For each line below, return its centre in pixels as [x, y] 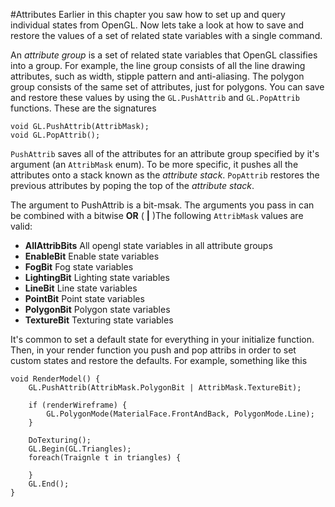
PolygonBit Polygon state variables [97, 309]
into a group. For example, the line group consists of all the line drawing [158, 65]
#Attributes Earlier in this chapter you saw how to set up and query [148, 14]
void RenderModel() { [55, 379]
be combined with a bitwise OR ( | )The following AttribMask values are [157, 215]
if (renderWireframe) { [78, 405]
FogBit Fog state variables [79, 267]
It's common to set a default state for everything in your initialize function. [162, 339]
